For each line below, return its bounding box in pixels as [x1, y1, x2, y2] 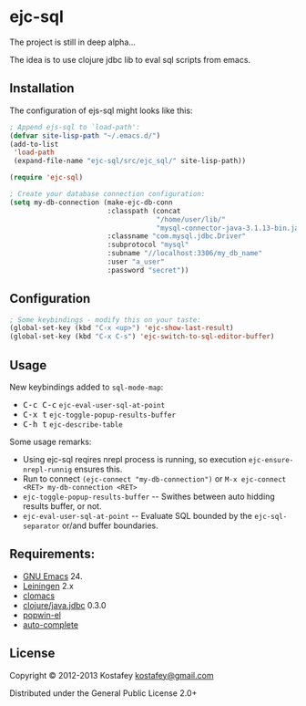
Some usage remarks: [9, 436, 92, 447]
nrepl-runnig [22, 465, 73, 474]
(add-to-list [9, 140, 59, 149]
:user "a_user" [107, 257, 166, 266]
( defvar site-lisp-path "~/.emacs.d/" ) [9, 130, 161, 140]
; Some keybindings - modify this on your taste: [9, 315, 202, 325]
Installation [9, 80, 75, 97]
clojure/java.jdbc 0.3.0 [22, 599, 107, 610]
